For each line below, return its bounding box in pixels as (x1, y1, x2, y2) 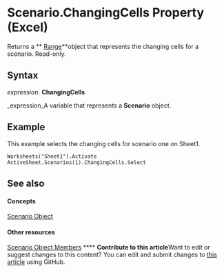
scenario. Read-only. (7, 50, 67, 58)
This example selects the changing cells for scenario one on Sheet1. (7, 139, 201, 148)
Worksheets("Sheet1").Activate (7, 153, 97, 160)
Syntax (7, 70, 39, 81)
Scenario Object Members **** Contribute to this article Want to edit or (7, 243, 210, 252)
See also (7, 177, 45, 189)
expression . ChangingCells (7, 88, 85, 96)
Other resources (7, 228, 55, 236)
